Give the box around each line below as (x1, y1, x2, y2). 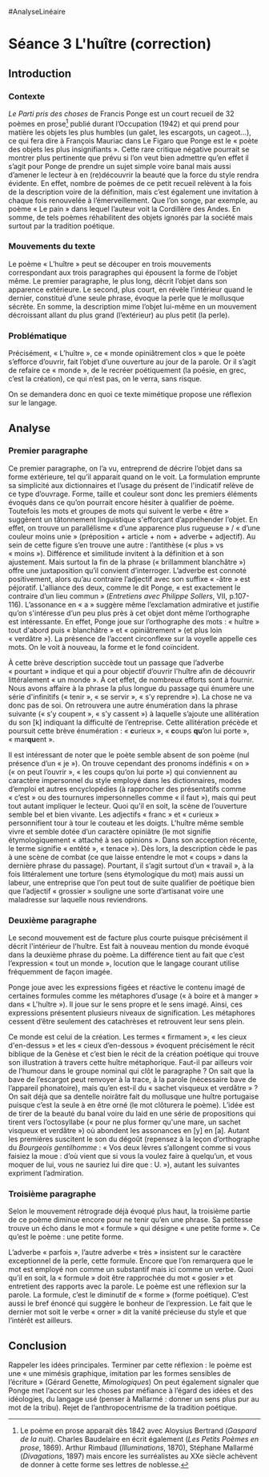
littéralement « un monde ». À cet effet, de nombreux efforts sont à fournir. (8, 675, 255, 684)
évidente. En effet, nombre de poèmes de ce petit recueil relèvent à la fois (8, 178, 252, 188)
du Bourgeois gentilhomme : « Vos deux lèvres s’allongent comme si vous (8, 1143, 251, 1152)
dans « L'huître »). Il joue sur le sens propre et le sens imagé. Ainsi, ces (8, 999, 243, 1009)
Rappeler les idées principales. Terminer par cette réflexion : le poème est (8, 1360, 252, 1370)
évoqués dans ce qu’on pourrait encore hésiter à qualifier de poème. (8, 497, 235, 507)
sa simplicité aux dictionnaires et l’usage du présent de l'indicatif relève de (8, 480, 255, 490)
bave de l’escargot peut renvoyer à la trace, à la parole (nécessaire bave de (8, 1075, 257, 1084)
